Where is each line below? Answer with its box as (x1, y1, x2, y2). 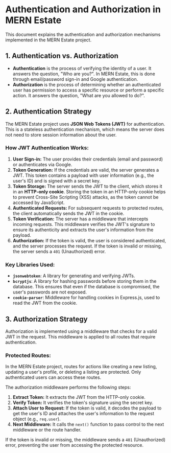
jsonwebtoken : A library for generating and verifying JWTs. (12, 273, 135, 279)
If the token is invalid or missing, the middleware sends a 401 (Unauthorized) (5, 437, 166, 443)
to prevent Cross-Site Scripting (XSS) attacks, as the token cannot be (12, 194, 159, 200)
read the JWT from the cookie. (12, 300, 78, 306)
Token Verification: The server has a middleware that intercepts (12, 216, 149, 222)
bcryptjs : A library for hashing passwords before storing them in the (12, 278, 157, 284)
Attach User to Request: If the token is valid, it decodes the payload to (12, 405, 162, 411)
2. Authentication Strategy (5, 107, 92, 116)
